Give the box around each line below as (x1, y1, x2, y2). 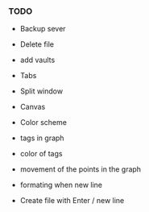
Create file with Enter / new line (19, 196, 125, 206)
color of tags (19, 149, 63, 159)
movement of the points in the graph (19, 164, 142, 174)
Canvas (19, 102, 46, 112)
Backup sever (19, 24, 66, 34)
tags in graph (19, 133, 64, 143)
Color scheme (19, 118, 67, 127)
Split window (19, 86, 63, 96)
